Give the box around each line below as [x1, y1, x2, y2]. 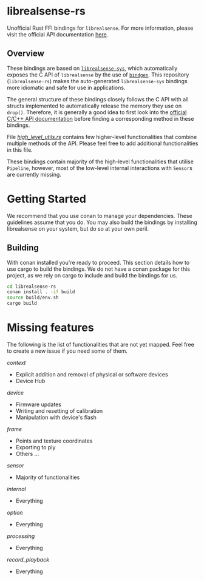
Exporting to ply [15, 443, 56, 450]
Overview [7, 49, 45, 59]
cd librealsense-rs [7, 284, 56, 290]
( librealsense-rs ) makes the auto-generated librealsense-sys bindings [7, 77, 188, 84]
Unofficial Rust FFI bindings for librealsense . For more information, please [7, 24, 194, 32]
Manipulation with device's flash [15, 413, 97, 421]
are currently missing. [7, 171, 61, 178]
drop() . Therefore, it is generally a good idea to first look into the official [7, 108, 187, 116]
